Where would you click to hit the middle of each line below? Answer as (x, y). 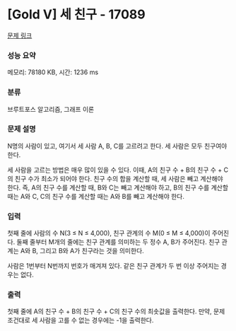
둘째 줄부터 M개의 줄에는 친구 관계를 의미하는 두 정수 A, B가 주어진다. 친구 (118, 242)
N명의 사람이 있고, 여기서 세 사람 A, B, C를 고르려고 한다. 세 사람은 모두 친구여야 (117, 146)
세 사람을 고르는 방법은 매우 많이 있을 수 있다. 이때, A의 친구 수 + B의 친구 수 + (115, 170)
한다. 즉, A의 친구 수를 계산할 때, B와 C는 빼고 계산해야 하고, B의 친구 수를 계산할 (118, 187)
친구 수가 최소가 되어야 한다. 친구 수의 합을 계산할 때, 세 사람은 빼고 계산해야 (119, 178)
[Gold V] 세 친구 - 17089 (77, 14)
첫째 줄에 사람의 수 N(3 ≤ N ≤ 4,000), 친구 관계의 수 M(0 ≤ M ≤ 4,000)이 (109, 233)
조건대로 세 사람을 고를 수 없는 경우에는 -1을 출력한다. (81, 320)
